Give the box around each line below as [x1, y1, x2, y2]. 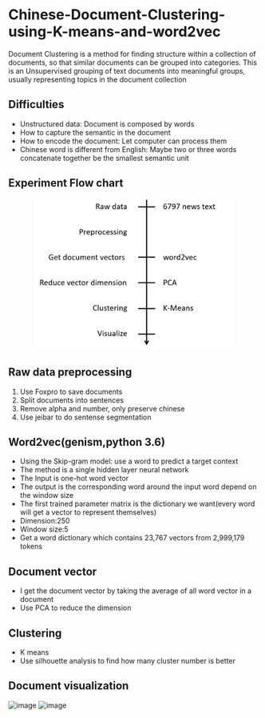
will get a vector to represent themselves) [19, 507, 157, 517]
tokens [19, 542, 42, 552]
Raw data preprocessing [8, 366, 132, 379]
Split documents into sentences [19, 395, 125, 405]
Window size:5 [19, 524, 69, 534]
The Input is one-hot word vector [19, 474, 129, 483]
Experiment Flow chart [8, 176, 124, 190]
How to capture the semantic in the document [19, 127, 171, 137]
